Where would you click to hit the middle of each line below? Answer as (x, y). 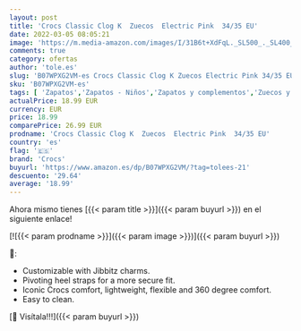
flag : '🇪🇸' (31, 150)
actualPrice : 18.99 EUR (54, 101)
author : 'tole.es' (43, 68)
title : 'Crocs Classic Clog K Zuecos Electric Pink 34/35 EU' (133, 26)
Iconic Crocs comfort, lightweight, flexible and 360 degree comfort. (146, 290)
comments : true (38, 51)
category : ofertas (43, 59)
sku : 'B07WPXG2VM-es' (50, 84)
